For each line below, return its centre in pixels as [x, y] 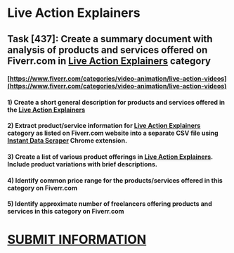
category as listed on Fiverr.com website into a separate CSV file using [113, 133]
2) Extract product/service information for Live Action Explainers [104, 126]
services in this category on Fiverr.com [66, 212]
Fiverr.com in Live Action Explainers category [109, 61]
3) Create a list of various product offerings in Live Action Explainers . [110, 157]
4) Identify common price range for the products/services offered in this [115, 180]
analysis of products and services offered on [108, 50]
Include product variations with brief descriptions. [83, 164]
